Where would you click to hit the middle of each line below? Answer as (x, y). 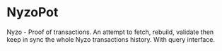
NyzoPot (33, 12)
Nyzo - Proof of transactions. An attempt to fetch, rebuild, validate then (110, 32)
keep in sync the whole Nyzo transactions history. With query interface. (111, 39)
